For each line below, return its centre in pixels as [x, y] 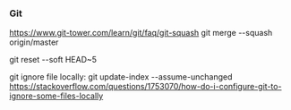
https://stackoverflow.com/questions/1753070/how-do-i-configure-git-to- [145, 87]
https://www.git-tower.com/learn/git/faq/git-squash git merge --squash [141, 33]
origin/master [34, 42]
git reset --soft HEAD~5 [53, 60]
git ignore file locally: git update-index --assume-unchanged [121, 77]
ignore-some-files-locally [56, 96]
